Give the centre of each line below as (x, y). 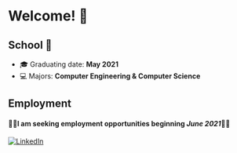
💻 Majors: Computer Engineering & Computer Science (110, 76)
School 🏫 (30, 45)
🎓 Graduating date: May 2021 (69, 64)
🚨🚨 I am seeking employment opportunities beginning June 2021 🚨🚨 (119, 123)
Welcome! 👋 (48, 16)
